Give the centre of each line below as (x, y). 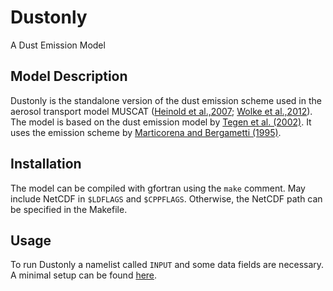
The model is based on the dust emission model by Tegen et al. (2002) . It (161, 122)
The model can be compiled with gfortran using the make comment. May (158, 188)
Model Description (69, 76)
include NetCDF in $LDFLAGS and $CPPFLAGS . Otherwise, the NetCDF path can (166, 198)
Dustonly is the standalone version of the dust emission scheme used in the (166, 100)
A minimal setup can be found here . (84, 275)
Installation (46, 164)
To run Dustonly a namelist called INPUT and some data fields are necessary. (167, 265)
